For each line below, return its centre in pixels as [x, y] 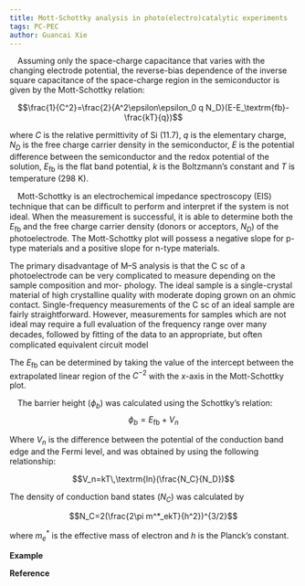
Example [26, 555]
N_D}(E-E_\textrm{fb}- [247, 108]
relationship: [33, 461]
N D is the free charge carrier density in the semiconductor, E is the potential [152, 146]
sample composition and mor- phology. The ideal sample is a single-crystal [151, 285]
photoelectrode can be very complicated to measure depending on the [142, 275]
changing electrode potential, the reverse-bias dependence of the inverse [148, 70]
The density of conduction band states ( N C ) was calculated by [127, 497]
